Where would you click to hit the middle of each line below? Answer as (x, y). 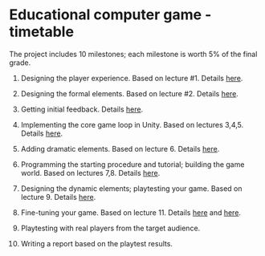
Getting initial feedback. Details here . (82, 109)
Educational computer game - (110, 15)
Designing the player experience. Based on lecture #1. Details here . (132, 78)
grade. (20, 63)
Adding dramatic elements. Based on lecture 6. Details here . (120, 148)
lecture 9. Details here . (58, 197)
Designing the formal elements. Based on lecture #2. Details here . (130, 93)
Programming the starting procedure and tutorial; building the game (132, 164)
